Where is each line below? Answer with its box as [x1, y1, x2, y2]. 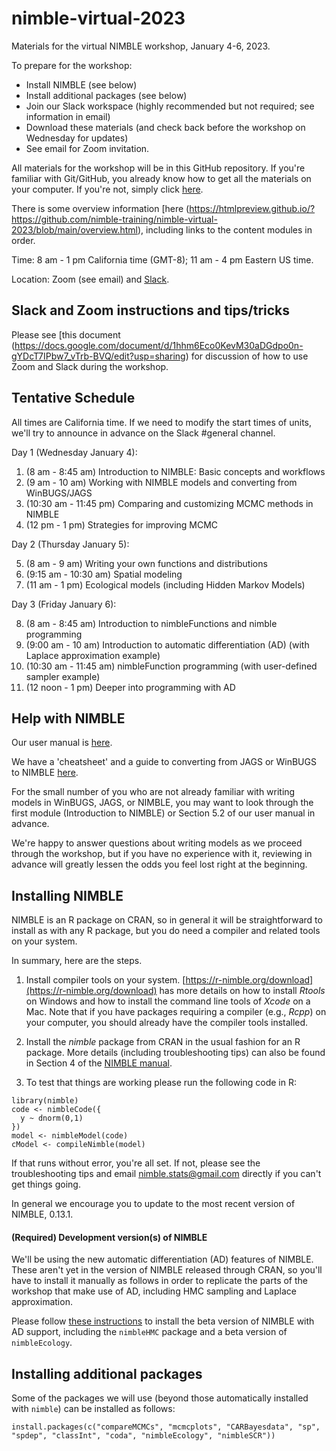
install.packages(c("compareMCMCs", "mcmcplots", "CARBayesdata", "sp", [11, 1422, 321, 1432]
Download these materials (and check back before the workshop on [25, 121, 306, 133]
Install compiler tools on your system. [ [25, 974, 186, 986]
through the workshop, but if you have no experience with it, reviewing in [11, 848, 313, 860]
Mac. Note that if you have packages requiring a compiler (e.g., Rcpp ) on [25, 1006, 327, 1018]
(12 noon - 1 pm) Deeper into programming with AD [25, 681, 236, 693]
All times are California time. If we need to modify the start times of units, [11, 416, 313, 428]
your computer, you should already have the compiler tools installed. [25, 1017, 309, 1029]
